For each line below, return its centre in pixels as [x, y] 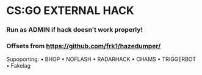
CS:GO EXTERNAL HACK [70, 11]
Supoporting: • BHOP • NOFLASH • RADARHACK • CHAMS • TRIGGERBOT [101, 59]
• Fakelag [18, 66]
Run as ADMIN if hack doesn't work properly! [75, 30]
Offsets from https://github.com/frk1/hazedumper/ [84, 46]
